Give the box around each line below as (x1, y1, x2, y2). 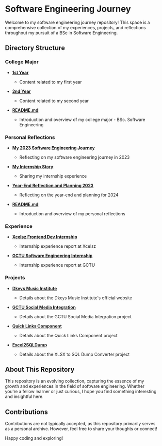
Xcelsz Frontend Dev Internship (12, 234, 78, 240)
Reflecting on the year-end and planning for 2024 (19, 192, 119, 198)
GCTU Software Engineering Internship (12, 253, 93, 258)
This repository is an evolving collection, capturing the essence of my (5, 378, 145, 384)
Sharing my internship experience (19, 173, 87, 179)
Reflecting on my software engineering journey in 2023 (19, 154, 130, 160)
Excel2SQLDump (12, 342, 47, 348)
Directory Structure (5, 44, 65, 52)
